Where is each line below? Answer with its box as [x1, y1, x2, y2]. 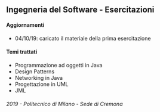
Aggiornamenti [6, 21, 45, 29]
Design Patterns [14, 68, 55, 75]
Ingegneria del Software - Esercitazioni [6, 5, 155, 15]
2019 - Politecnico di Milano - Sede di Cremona [6, 101, 123, 108]
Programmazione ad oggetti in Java [14, 61, 103, 69]
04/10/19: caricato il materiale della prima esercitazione [14, 35, 151, 42]
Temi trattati [6, 48, 38, 55]
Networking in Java [14, 74, 63, 81]
